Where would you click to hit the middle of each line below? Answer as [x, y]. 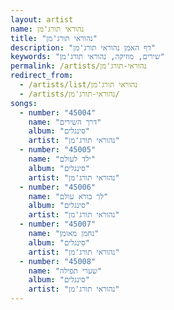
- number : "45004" [58, 112]
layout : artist [42, 19]
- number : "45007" [58, 224]
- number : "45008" [58, 261]
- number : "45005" [58, 150]
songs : [24, 103]
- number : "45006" [58, 187]
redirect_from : [42, 76]
